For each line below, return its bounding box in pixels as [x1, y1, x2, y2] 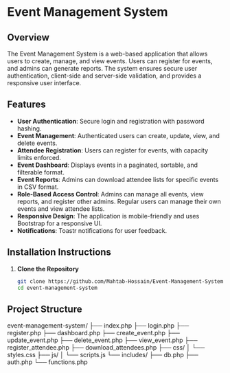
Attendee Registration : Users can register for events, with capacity [16, 146, 209, 155]
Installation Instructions [7, 247, 112, 258]
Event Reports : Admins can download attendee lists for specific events [16, 175, 219, 183]
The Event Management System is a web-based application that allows [7, 49, 208, 58]
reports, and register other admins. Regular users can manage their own [16, 197, 221, 205]
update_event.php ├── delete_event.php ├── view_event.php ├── [7, 336, 198, 344]
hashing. [16, 124, 42, 133]
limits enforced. [16, 153, 62, 161]
